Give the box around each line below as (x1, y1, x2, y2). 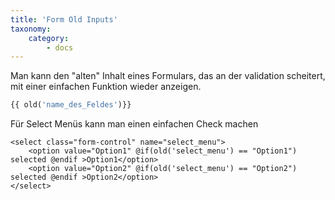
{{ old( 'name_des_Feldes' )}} (10, 100, 132, 110)
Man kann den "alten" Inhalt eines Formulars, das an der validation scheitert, (10, 70, 326, 82)
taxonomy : (10, 24, 52, 34)
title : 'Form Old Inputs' (10, 14, 118, 25)
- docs (46, 42, 74, 53)
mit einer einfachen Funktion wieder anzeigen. (10, 81, 202, 93)
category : (28, 33, 70, 43)
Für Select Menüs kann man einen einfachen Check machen (10, 118, 259, 130)
